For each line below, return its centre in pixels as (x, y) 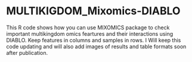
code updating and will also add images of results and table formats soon (96, 46)
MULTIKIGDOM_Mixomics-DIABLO (93, 11)
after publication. (27, 52)
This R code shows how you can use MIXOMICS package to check (88, 27)
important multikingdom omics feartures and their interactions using (90, 33)
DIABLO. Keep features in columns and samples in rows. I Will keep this (94, 40)
